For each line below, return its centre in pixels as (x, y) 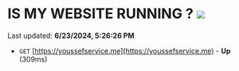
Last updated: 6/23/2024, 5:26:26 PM (71, 35)
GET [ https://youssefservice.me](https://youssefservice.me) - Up (125, 50)
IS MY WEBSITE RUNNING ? (101, 14)
